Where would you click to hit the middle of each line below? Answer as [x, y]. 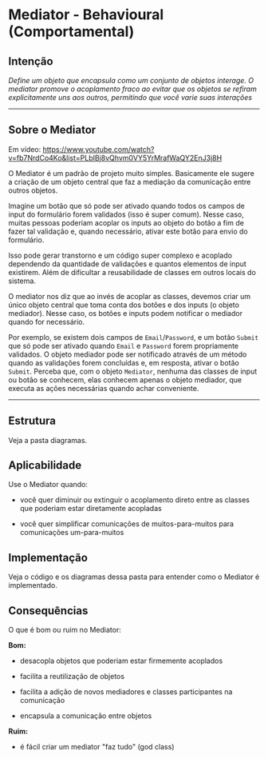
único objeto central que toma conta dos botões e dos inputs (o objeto [124, 305]
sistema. [22, 281]
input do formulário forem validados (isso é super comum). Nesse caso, [126, 214]
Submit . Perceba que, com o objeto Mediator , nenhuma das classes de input [133, 371]
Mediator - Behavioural [86, 15]
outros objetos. [33, 190]
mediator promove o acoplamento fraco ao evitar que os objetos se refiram [132, 89]
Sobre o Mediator [52, 130]
